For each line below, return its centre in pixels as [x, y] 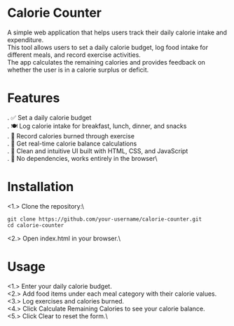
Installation [41, 187]
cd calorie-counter [36, 225]
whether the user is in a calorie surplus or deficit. [78, 70]
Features [34, 98]
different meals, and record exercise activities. [74, 55]
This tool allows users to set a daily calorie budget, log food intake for [108, 47]
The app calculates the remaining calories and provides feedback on [106, 62]
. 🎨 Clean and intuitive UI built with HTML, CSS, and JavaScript [98, 151]
